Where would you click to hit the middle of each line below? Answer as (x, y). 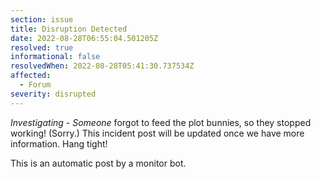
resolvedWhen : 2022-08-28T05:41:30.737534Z (102, 66)
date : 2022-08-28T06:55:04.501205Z (84, 38)
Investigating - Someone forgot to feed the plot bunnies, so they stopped (161, 122)
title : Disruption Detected (69, 29)
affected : (31, 76)
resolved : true (42, 47)
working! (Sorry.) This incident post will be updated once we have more (157, 133)
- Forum (35, 85)
